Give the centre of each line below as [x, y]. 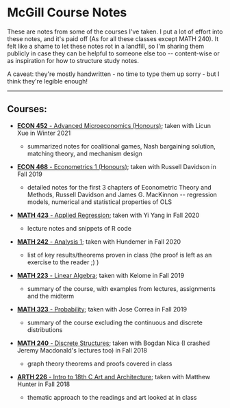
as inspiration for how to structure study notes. [73, 60]
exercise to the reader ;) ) [63, 262]
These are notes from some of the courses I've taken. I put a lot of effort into [115, 31]
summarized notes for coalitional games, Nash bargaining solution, [121, 146]
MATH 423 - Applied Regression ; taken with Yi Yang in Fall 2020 [108, 215]
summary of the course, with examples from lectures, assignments [121, 288]
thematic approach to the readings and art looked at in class [112, 397]
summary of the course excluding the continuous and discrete [115, 322]
